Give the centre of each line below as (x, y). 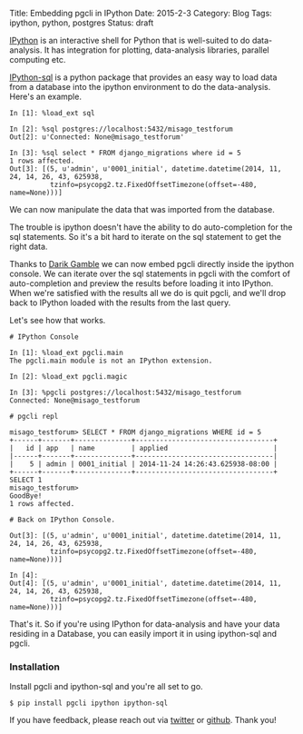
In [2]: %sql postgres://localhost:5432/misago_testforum (121, 129)
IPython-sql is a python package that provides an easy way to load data (143, 77)
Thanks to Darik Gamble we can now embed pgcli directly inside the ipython (152, 264)
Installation (35, 667)
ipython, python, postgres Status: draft (82, 23)
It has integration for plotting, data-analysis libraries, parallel (156, 50)
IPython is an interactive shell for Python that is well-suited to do (130, 40)
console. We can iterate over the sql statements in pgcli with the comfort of (150, 273)
